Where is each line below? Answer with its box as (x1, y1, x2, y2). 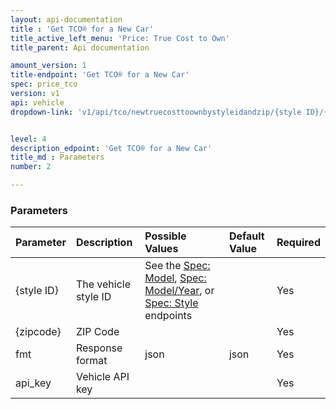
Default (228, 229, 265, 243)
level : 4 (10, 134, 47, 144)
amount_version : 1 (10, 61, 87, 71)
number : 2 (10, 162, 52, 172)
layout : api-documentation (10, 14, 123, 25)
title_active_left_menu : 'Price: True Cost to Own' (10, 33, 230, 43)
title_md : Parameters (10, 152, 105, 163)
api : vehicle (10, 97, 65, 108)
